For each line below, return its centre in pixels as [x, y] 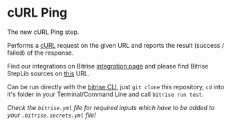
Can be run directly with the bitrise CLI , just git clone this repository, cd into [116, 87]
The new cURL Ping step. [43, 32]
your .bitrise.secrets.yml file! [52, 115]
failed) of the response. [40, 53]
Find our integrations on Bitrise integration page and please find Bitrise [108, 66]
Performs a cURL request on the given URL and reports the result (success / [116, 45]
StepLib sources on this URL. [48, 73]
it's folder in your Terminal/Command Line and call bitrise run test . [105, 94]
